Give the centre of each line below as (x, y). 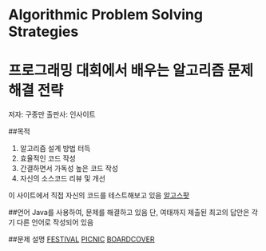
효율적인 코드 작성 (48, 158)
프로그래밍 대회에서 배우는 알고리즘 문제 (131, 71)
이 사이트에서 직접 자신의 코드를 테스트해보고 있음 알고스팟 (99, 195)
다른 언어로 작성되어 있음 (55, 222)
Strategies (44, 32)
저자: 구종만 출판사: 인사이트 (52, 114)
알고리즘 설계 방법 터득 (55, 149)
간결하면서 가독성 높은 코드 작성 (69, 169)
